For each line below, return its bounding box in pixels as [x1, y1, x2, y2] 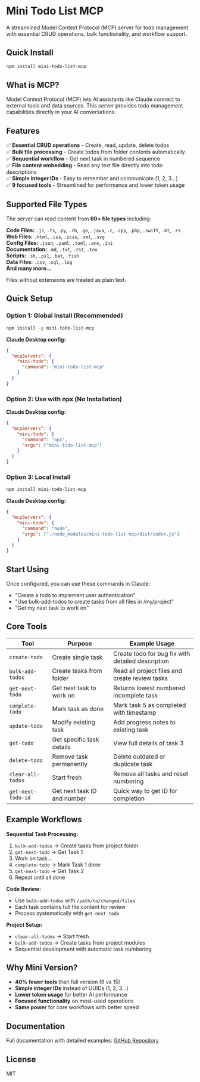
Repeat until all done [14, 874, 65, 881]
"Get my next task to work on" [14, 604, 89, 611]
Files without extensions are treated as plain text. [6, 276, 127, 284]
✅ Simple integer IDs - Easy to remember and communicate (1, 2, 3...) [6, 175, 178, 182]
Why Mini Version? [6, 963, 78, 973]
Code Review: [6, 885, 42, 892]
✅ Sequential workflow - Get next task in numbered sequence [6, 155, 161, 162]
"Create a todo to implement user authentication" [14, 592, 136, 599]
